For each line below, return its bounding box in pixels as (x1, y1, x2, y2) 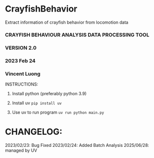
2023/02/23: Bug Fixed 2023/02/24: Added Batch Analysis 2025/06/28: (5, 142, 149, 148)
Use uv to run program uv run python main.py (12, 110, 104, 115)
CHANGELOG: (5, 127, 62, 137)
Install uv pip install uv (12, 100, 62, 106)
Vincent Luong (5, 70, 41, 77)
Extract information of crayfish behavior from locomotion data (5, 19, 128, 25)
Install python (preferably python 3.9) (12, 91, 87, 96)
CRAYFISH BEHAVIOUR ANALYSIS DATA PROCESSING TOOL (5, 31, 150, 38)
